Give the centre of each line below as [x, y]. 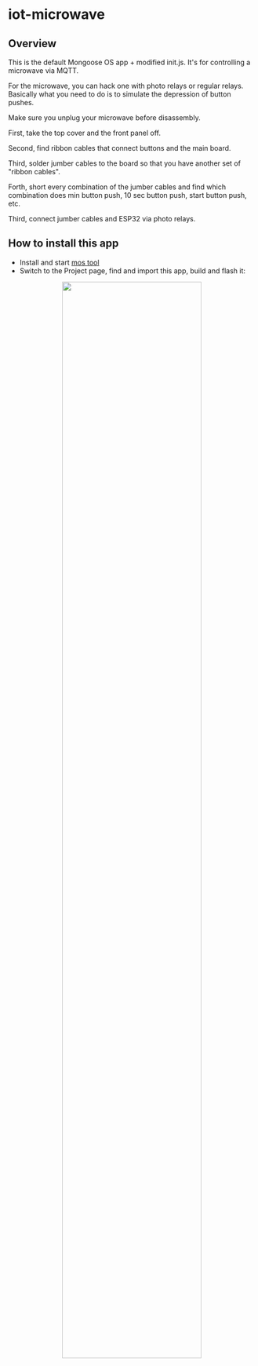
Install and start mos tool [59, 262]
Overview [33, 44]
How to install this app [64, 244]
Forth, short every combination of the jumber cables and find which [117, 187]
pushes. [21, 102]
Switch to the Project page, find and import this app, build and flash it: [132, 270]
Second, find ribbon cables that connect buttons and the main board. [120, 148]
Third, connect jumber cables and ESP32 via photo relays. [102, 219]
